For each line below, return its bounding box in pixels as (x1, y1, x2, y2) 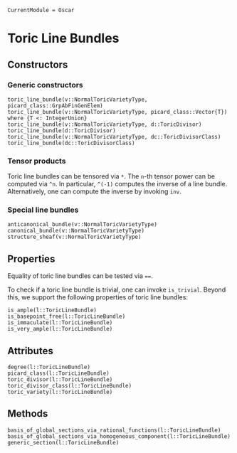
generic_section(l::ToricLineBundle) (7, 439, 120, 446)
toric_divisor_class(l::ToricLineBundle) (7, 383, 132, 390)
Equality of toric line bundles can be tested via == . (7, 272, 153, 280)
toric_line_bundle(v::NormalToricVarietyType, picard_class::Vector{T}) (7, 108, 228, 115)
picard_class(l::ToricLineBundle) (7, 370, 110, 377)
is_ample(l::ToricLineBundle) (7, 307, 98, 314)
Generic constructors (7, 80, 83, 90)
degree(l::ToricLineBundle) (7, 363, 91, 371)
